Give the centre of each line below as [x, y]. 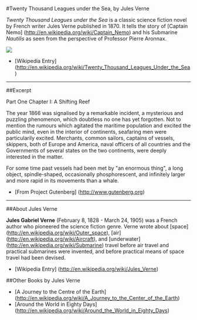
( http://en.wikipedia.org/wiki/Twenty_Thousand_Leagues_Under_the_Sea [102, 67]
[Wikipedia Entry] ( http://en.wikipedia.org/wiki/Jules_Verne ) [86, 269]
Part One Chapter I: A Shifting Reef [48, 102]
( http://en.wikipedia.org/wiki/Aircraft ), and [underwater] [73, 239]
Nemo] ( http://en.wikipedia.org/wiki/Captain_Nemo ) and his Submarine [92, 32]
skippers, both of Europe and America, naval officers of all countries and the [98, 144]
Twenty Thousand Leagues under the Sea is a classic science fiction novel [96, 20]
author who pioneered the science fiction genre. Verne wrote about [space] [97, 226]
